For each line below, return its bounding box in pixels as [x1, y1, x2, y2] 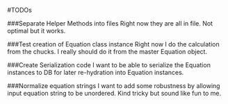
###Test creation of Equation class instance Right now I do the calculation [7, 40, 220, 48]
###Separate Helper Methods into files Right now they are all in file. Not [7, 19, 213, 27]
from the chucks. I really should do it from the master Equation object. [7, 48, 207, 55]
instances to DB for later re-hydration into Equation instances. [7, 69, 184, 76]
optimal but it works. [7, 27, 66, 35]
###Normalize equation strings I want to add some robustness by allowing [7, 82, 220, 89]
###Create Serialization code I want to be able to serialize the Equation [7, 61, 211, 69]
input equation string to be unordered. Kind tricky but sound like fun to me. [7, 89, 221, 97]
